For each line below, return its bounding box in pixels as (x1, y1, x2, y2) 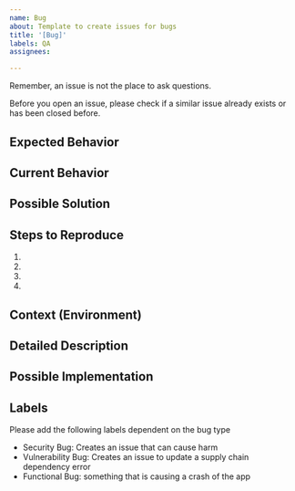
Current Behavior (9, 165, 109, 181)
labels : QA (9, 38, 51, 48)
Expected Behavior (9, 134, 120, 150)
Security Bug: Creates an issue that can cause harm (22, 442, 219, 453)
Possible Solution (9, 196, 111, 212)
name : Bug (9, 13, 47, 23)
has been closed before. (9, 108, 101, 119)
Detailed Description (9, 338, 129, 353)
